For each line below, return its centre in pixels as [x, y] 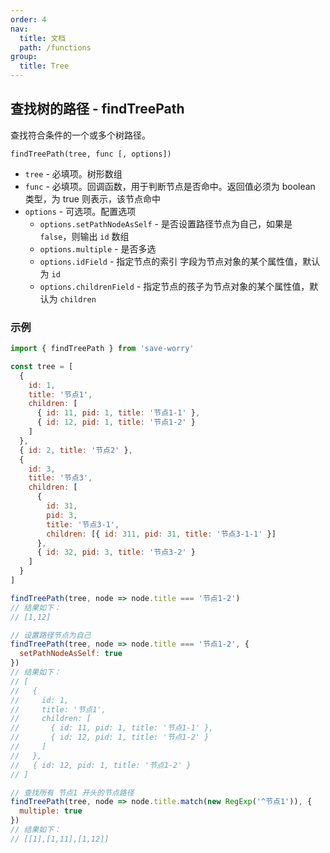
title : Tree [44, 66]
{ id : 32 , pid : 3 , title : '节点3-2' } [116, 552]
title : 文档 [43, 38]
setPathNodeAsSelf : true [71, 654]
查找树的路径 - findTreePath [97, 109]
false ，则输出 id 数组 [84, 236]
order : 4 [28, 19]
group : [24, 57]
